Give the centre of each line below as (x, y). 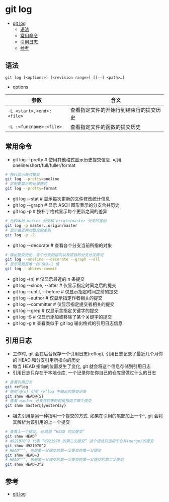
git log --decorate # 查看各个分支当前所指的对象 (62, 245)
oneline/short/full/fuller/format (44, 165)
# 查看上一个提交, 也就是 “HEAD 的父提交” (45, 432)
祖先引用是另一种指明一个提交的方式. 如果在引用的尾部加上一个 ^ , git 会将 (88, 416)
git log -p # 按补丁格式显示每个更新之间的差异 (60, 211)
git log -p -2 (20, 235)
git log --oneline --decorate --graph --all (53, 260)
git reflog (17, 387)
